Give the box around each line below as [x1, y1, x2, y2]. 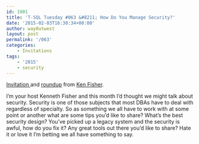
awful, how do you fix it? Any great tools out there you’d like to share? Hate [6, 124, 191, 132]
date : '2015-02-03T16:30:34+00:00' [6, 20, 95, 26]
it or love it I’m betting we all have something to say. [6, 131, 134, 138]
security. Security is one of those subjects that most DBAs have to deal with [6, 99, 194, 106]
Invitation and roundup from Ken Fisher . [6, 81, 104, 88]
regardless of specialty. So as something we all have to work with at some [6, 106, 189, 113]
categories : [6, 43, 36, 49]
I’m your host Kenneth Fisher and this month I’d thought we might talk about [6, 92, 194, 100]
